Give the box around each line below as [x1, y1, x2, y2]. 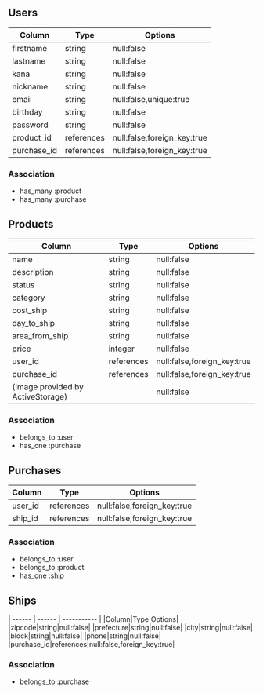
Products [8, 217, 54, 231]
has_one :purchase [19, 441, 81, 451]
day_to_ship [12, 317, 56, 328]
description [12, 266, 54, 277]
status [12, 279, 35, 290]
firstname [12, 42, 48, 53]
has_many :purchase [19, 195, 87, 204]
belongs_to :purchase [19, 677, 90, 686]
